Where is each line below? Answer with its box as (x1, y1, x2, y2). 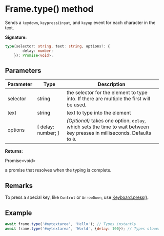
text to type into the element (66, 109, 131, 116)
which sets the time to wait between (66, 123, 149, 130)
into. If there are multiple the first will (66, 95, 150, 102)
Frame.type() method (5, 3, 94, 15)
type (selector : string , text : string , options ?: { (5, 44, 110, 48)
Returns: (5, 148, 23, 154)
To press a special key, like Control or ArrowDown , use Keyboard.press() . (5, 194, 149, 200)
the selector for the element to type (66, 89, 148, 96)
